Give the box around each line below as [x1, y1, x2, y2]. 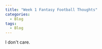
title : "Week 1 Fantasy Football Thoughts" [5, 7, 98, 12]
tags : [5, 21, 17, 26]
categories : [5, 12, 30, 17]
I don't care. [5, 39, 30, 45]
